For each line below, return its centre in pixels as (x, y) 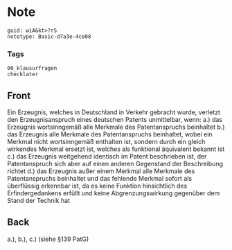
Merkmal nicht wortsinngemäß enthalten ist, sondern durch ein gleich (106, 142)
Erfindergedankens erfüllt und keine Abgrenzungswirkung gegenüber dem (114, 193)
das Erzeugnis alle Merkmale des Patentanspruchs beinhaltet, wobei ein (110, 134)
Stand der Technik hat (39, 201)
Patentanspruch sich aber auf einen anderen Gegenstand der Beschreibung (115, 164)
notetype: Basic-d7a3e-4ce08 (49, 36)
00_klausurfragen (32, 69)
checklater (23, 74)
